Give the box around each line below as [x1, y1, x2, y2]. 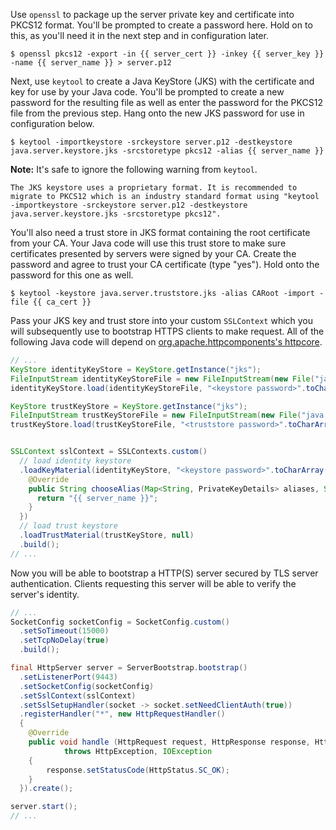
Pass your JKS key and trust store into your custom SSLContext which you [10, 315, 314, 326]
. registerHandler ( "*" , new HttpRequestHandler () [19, 709, 226, 719]
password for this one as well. [10, 269, 134, 281]
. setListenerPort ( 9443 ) [19, 672, 118, 682]
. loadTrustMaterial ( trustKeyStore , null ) [19, 530, 195, 540]
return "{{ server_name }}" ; [36, 493, 159, 503]
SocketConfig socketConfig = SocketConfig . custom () [10, 617, 230, 627]
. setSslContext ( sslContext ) [19, 690, 137, 701]
